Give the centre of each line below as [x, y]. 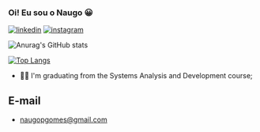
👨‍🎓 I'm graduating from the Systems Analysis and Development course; [136, 76]
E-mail [24, 101]
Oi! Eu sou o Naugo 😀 [51, 13]
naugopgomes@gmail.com [64, 120]
